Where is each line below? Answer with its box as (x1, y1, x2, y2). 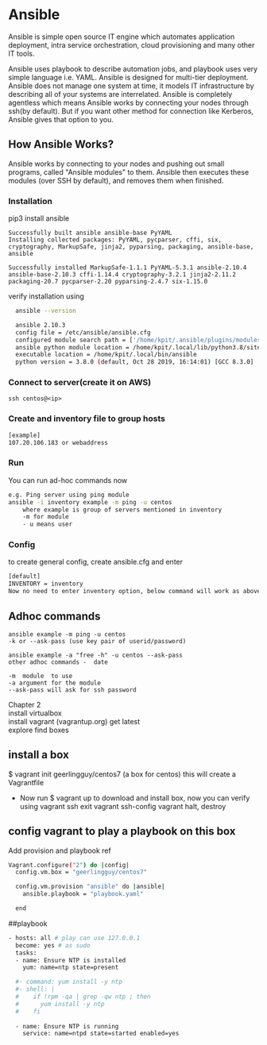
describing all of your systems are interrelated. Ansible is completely (8, 89, 233, 98)
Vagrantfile (8, 777, 44, 787)
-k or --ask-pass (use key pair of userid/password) (8, 637, 187, 645)
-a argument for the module (8, 679, 102, 687)
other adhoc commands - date (8, 657, 109, 666)
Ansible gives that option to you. (8, 114, 114, 124)
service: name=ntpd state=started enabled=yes (22, 1030, 180, 1038)
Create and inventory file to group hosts (8, 413, 165, 424)
